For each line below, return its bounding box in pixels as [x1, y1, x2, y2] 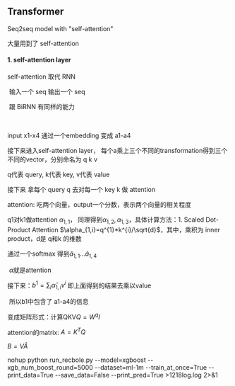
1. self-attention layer [7, 56, 71, 64]
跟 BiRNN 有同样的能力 [8, 103, 76, 111]
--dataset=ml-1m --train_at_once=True [94, 363, 207, 372]
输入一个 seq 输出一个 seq [8, 88, 85, 96]
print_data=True [7, 371, 54, 380]
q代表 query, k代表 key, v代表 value [7, 170, 110, 179]
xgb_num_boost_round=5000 [7, 363, 93, 372]
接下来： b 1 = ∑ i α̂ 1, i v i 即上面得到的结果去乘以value [7, 280, 152, 291]
